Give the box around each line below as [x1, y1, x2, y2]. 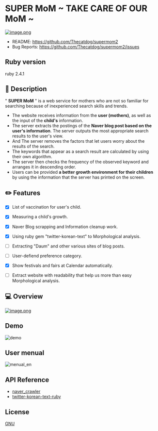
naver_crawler [12, 389, 41, 395]
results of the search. [12, 143, 55, 149]
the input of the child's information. [12, 117, 83, 123]
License [5, 408, 30, 416]
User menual [5, 348, 45, 357]
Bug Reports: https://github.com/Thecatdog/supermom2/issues [12, 44, 140, 50]
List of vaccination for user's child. [12, 204, 81, 210]
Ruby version [5, 58, 46, 66]
